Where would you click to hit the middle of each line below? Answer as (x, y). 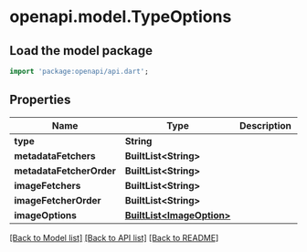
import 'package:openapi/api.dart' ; (79, 71)
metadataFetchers (55, 155)
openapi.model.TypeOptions (121, 17)
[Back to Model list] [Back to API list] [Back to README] (114, 237)
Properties (40, 100)
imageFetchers (48, 185)
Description (265, 125)
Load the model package (81, 51)
